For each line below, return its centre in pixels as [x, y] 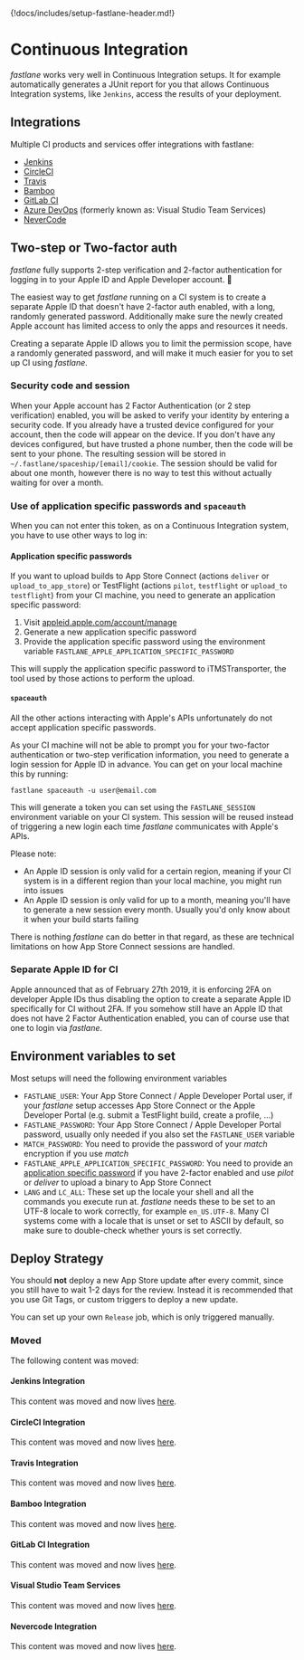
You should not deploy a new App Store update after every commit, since [147, 1281]
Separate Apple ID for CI [64, 969]
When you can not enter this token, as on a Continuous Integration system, [149, 526]
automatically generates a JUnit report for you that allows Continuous [140, 84]
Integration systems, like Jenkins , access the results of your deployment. [146, 93]
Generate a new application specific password [110, 632]
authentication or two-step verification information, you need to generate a [150, 754]
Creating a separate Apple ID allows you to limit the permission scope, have [151, 343]
